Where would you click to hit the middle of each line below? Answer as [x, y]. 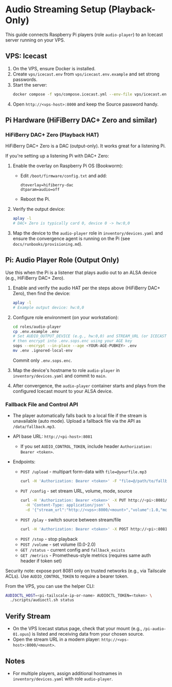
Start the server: [30, 85]
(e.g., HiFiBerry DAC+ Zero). [35, 278]
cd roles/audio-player [37, 327]
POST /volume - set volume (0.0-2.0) [58, 544]
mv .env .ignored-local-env [42, 350]
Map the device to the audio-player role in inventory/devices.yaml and [88, 233]
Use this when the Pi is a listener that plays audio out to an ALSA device [81, 272]
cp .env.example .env [36, 331]
